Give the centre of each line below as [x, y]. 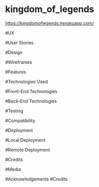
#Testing [14, 111]
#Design [14, 52]
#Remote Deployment [27, 150]
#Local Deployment [25, 140]
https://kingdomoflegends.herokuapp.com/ [49, 23]
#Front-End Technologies [31, 91]
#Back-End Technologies [31, 101]
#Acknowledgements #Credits [36, 179]
